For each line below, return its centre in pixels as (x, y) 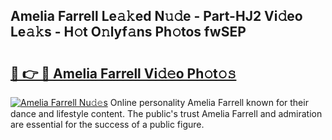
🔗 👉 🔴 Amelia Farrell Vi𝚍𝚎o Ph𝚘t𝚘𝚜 (123, 73)
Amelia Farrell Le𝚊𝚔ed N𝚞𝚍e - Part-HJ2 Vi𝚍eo (156, 16)
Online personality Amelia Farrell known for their (209, 102)
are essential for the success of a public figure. (107, 124)
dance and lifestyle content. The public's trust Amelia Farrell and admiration (166, 113)
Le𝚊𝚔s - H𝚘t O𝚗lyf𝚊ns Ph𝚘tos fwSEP (128, 32)
